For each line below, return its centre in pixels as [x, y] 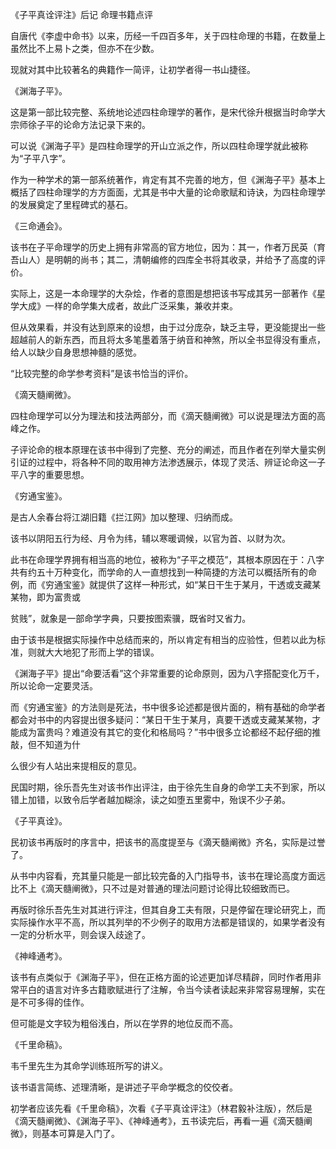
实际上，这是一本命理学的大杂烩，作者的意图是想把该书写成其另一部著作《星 [168, 293]
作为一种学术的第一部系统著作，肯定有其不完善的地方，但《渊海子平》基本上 [168, 179]
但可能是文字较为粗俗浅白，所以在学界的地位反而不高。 [124, 1023]
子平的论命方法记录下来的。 [93, 124]
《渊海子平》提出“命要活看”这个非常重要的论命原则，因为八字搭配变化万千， [167, 673]
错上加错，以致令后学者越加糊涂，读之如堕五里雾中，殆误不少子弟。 [150, 799]
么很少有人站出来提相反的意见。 [76, 766]
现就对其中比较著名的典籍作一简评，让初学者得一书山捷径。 [133, 69]
